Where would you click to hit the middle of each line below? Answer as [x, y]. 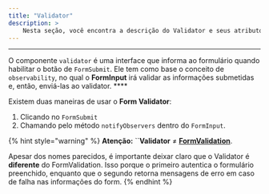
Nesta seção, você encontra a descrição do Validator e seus [126, 30]
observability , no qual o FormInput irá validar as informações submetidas [131, 77]
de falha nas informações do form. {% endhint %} [90, 182]
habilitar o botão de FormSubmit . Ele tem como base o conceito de [116, 69]
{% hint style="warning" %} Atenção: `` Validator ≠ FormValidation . [120, 141]
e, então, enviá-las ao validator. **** [68, 86]
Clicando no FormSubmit [59, 117]
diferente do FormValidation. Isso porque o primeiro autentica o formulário [131, 165]
